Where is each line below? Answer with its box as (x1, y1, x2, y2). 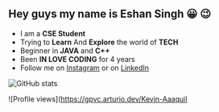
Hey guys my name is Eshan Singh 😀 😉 (8, 7, 212, 21)
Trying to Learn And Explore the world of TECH (19, 37, 179, 47)
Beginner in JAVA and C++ (19, 45, 110, 56)
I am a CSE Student (19, 28, 86, 38)
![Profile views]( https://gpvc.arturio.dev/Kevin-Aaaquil (8, 93, 188, 104)
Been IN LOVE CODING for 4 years (19, 54, 135, 64)
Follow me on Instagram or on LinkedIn (19, 63, 149, 73)
